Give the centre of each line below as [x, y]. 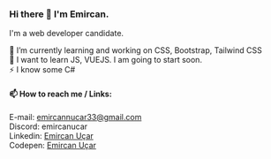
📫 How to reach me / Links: [60, 94]
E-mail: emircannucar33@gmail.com [75, 117]
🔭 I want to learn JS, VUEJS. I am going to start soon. [106, 60]
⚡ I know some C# [42, 70]
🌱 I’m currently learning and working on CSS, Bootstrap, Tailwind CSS [135, 50]
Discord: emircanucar [49, 126]
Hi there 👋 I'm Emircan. [59, 14]
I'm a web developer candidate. [67, 34]
